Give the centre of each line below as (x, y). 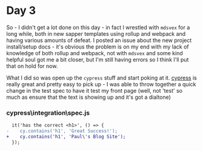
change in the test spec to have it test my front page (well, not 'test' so (95, 90)
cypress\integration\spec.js (48, 113)
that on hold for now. (32, 66)
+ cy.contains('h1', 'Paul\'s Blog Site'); (66, 136)
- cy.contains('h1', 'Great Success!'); (62, 131)
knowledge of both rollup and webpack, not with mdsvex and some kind (95, 53)
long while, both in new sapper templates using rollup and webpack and (96, 33)
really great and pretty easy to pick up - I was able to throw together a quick (101, 84)
